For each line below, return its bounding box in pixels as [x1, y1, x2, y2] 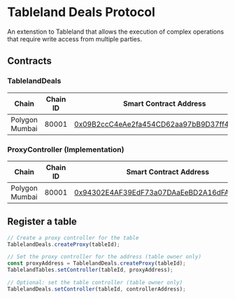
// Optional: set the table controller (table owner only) [7, 279, 183, 286]
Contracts [7, 55, 52, 67]
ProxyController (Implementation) [7, 144, 124, 154]
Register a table [7, 216, 77, 228]
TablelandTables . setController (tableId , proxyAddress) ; [7, 267, 173, 274]
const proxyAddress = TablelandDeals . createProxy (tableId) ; [7, 260, 187, 267]
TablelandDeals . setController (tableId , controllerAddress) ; [7, 285, 187, 293]
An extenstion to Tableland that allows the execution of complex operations [7, 27, 225, 36]
